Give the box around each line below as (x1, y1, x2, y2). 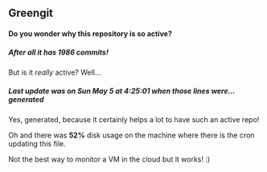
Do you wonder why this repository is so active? (8, 28, 173, 39)
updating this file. (8, 138, 66, 148)
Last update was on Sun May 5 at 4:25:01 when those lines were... (8, 86, 236, 96)
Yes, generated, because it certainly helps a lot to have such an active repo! (8, 114, 260, 124)
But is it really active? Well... (8, 68, 101, 77)
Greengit (8, 6, 54, 20)
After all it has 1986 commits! (8, 47, 109, 57)
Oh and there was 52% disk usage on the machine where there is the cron (8, 130, 255, 140)
